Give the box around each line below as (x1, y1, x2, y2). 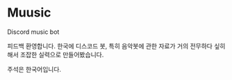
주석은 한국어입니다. (7, 65, 61, 73)
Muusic (7, 5, 51, 21)
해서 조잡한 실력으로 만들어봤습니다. (7, 50, 104, 59)
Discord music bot (7, 28, 60, 36)
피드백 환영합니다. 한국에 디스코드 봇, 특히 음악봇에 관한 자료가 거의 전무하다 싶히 (7, 41, 226, 50)
